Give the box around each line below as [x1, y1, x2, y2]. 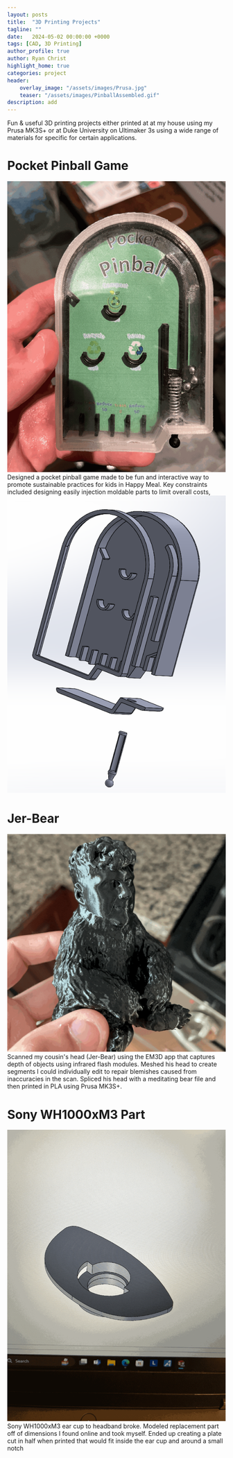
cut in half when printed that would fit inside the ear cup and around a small [7, 1436, 223, 1445]
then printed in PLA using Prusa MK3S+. [7, 1082, 123, 1090]
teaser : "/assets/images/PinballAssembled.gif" [19, 92, 159, 98]
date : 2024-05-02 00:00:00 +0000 [7, 33, 110, 40]
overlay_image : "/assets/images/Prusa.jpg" [19, 84, 148, 92]
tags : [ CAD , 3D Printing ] [7, 40, 82, 48]
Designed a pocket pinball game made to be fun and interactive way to [7, 473, 209, 481]
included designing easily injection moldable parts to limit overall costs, [7, 488, 211, 496]
